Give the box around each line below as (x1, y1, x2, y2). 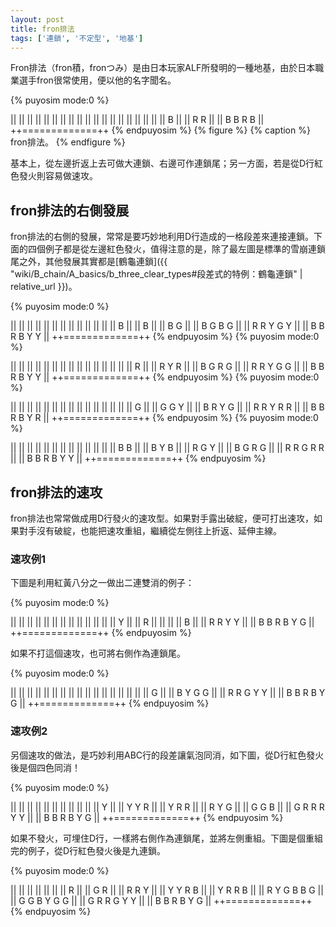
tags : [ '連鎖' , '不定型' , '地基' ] (10, 33, 144, 43)
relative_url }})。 (10, 281, 78, 293)
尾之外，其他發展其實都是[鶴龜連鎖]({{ (10, 256, 168, 268)
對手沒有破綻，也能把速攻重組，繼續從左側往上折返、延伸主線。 (18, 525, 282, 536)
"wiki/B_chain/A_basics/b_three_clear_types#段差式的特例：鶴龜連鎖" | (10, 268, 303, 280)
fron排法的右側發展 (10, 202, 130, 219)
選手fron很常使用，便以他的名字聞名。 (18, 74, 177, 86)
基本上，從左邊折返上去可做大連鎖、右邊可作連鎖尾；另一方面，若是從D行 (10, 157, 315, 170)
